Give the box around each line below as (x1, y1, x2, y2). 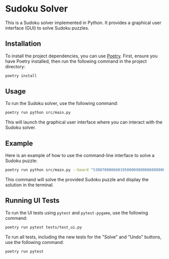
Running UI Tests (5, 196, 60, 205)
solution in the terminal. (5, 182, 54, 188)
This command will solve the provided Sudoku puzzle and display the (5, 177, 149, 182)
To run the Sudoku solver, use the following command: (5, 100, 118, 106)
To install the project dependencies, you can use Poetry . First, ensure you (5, 53, 158, 59)
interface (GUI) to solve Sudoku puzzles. (5, 25, 90, 31)
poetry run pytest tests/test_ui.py (5, 224, 82, 230)
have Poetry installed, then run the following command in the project (5, 58, 147, 64)
